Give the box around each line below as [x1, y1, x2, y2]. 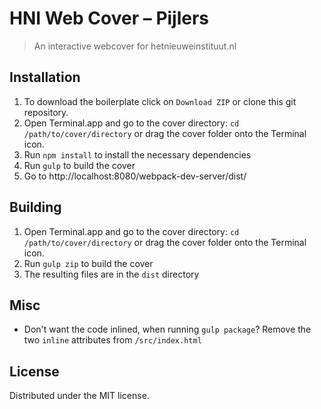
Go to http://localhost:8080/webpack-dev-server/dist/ [23, 170, 247, 182]
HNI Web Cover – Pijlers [9, 7, 210, 30]
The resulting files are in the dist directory [23, 268, 200, 280]
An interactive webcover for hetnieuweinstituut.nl [33, 40, 237, 52]
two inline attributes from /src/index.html [23, 334, 202, 346]
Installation [9, 69, 81, 86]
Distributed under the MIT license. [9, 390, 150, 402]
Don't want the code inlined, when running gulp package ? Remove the [23, 323, 312, 336]
